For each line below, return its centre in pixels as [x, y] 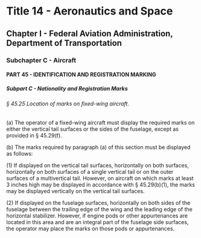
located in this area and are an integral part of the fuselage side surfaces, [97, 222]
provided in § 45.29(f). [34, 135]
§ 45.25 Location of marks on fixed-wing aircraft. [68, 104]
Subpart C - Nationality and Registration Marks [67, 88]
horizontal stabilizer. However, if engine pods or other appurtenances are [97, 216]
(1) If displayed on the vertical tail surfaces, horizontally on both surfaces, [97, 165]
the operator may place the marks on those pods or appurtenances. [91, 228]
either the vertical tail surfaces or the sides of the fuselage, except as [93, 129]
